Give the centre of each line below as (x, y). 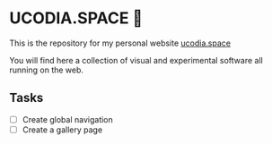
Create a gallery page (62, 130)
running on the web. (46, 70)
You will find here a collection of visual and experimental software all (136, 60)
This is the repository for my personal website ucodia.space (120, 43)
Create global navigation (68, 119)
